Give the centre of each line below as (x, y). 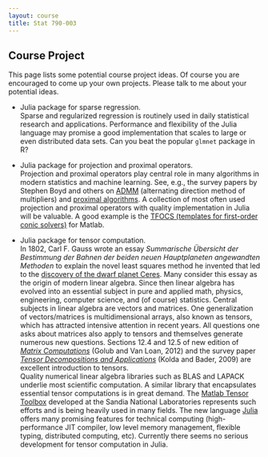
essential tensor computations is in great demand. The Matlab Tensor (134, 394)
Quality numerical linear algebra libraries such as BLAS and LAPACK (132, 376)
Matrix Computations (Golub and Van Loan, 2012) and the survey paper (138, 351)
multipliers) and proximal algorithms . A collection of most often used (132, 199)
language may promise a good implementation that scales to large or (133, 133)
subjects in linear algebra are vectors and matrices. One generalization (136, 308)
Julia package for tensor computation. (83, 240)
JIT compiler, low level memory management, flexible (153, 427)
